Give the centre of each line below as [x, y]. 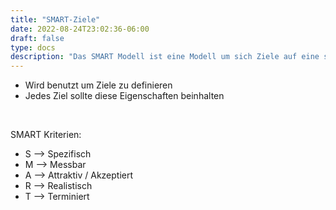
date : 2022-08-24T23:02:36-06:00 [80, 29]
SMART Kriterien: [46, 135]
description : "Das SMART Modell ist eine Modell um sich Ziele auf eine [165, 57]
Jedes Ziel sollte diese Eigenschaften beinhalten [124, 96]
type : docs [33, 47]
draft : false [37, 38]
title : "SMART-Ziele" [55, 19]
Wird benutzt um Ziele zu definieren [98, 85]
